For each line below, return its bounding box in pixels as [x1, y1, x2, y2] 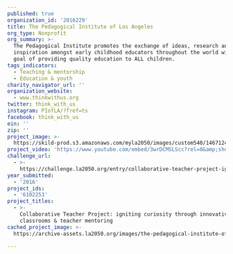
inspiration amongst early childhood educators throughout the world [13, 49, 218, 56]
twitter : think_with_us [7, 101, 76, 108]
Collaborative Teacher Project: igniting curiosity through [19, 211, 197, 218]
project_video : [7, 146, 51, 153]
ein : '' [7, 120, 30, 127]
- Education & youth [13, 74, 73, 82]
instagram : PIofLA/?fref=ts [7, 107, 89, 114]
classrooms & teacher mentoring [19, 217, 113, 224]
